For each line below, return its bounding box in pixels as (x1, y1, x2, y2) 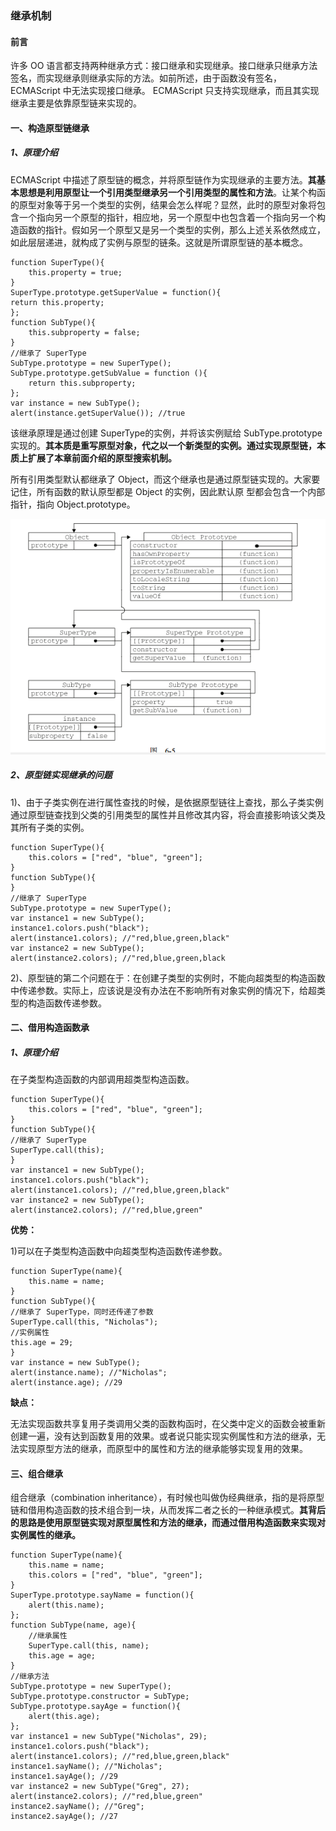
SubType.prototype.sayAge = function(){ (10, 1702, 182, 1712)
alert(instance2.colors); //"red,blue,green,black (10, 953, 226, 963)
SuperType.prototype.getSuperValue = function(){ (10, 287, 222, 297)
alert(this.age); (28, 1712, 101, 1722)
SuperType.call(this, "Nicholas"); (10, 1317, 159, 1327)
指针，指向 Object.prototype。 (10, 498, 136, 510)
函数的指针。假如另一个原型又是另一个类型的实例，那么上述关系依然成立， (18, 223, 326, 236)
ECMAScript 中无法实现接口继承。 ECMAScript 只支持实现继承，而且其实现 (10, 85, 320, 97)
